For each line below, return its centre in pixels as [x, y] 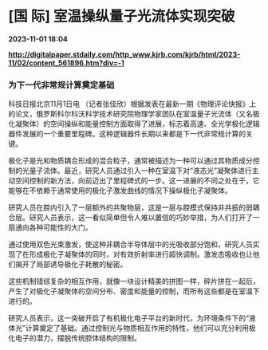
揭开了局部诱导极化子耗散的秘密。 [71, 265]
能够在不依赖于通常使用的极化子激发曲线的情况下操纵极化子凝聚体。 [120, 191]
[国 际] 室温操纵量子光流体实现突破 [122, 16]
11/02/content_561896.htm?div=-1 [67, 63]
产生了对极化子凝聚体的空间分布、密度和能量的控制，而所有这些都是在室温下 [134, 291]
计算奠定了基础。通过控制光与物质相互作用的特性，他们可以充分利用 [137, 328]
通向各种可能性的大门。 [53, 227]
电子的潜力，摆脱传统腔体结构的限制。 [78, 338]
